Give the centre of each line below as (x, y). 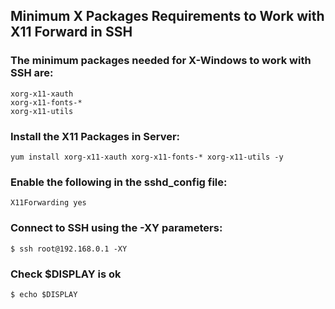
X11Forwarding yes (48, 203)
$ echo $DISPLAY (44, 294)
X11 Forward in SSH (71, 32)
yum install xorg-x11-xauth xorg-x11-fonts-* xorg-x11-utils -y (147, 157)
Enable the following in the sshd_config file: (119, 182)
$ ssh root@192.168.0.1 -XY (69, 249)
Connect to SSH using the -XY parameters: (116, 228)
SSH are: (32, 73)
